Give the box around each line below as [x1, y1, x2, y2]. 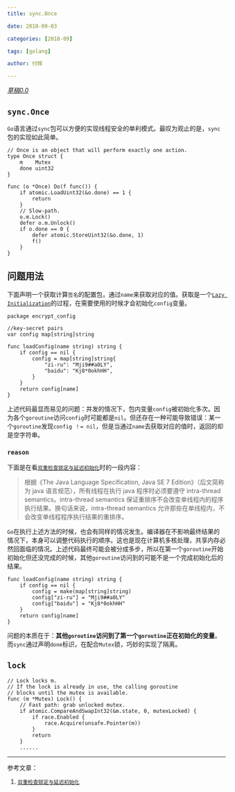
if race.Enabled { [32, 714, 85, 721]
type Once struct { [7, 153, 64, 160]
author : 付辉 [7, 60, 43, 67]
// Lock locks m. [7, 677, 58, 684]
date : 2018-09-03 [7, 22, 58, 30]
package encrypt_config [7, 313, 76, 320]
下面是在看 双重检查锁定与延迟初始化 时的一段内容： [7, 463, 142, 472]
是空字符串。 [7, 431, 44, 439]
